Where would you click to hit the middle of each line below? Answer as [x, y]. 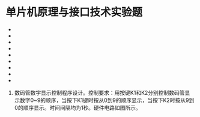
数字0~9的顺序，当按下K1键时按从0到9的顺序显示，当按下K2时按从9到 [107, 100]
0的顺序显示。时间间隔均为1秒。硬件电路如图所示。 [78, 107]
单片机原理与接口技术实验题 [74, 12]
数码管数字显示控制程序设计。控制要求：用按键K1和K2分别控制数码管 [99, 92]
